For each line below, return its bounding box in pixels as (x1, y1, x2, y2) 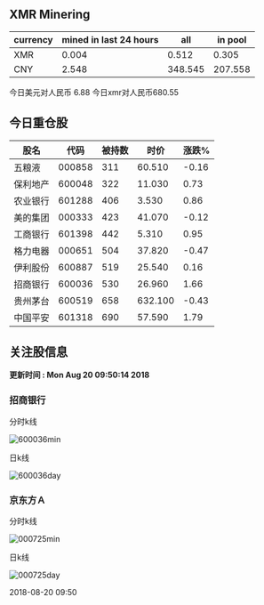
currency (13, 33, 53, 45)
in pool (217, 33, 247, 45)
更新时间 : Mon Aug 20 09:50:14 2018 (9, 369, 150, 381)
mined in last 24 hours (61, 33, 159, 45)
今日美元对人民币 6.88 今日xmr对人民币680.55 (9, 86, 180, 97)
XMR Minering (9, 7, 91, 22)
